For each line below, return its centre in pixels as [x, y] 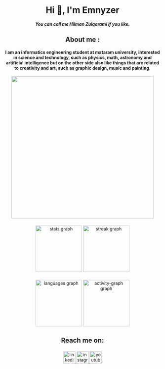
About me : [82, 40]
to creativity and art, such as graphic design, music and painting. [82, 68]
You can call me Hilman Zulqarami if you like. [82, 24]
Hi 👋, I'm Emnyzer [82, 10]
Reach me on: [82, 340]
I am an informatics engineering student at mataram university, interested [82, 52]
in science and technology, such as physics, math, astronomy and [82, 57]
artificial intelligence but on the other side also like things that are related [82, 63]
